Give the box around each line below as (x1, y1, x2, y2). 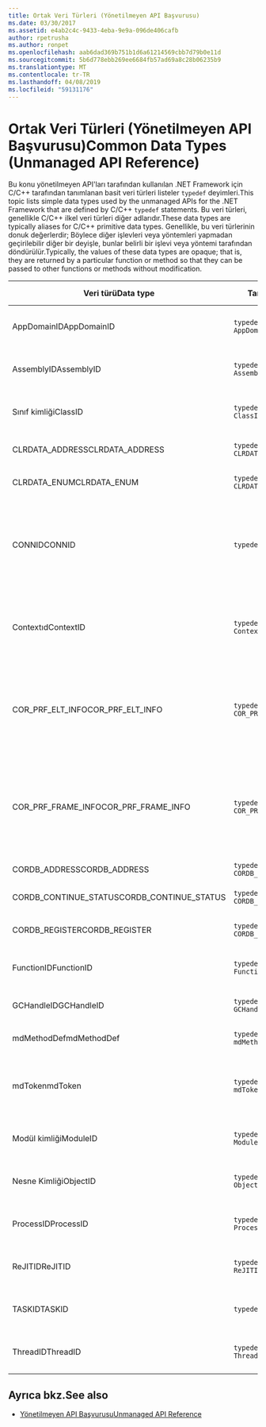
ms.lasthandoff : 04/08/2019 (8, 78, 101, 86)
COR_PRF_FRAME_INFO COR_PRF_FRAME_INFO (12, 801, 192, 812)
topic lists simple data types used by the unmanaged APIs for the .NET (8, 196, 238, 206)
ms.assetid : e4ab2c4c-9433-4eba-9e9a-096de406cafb (8, 26, 179, 34)
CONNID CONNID (12, 539, 76, 550)
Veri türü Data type (82, 287, 155, 299)
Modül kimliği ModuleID (12, 1133, 97, 1144)
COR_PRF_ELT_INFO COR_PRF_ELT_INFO (12, 704, 163, 715)
